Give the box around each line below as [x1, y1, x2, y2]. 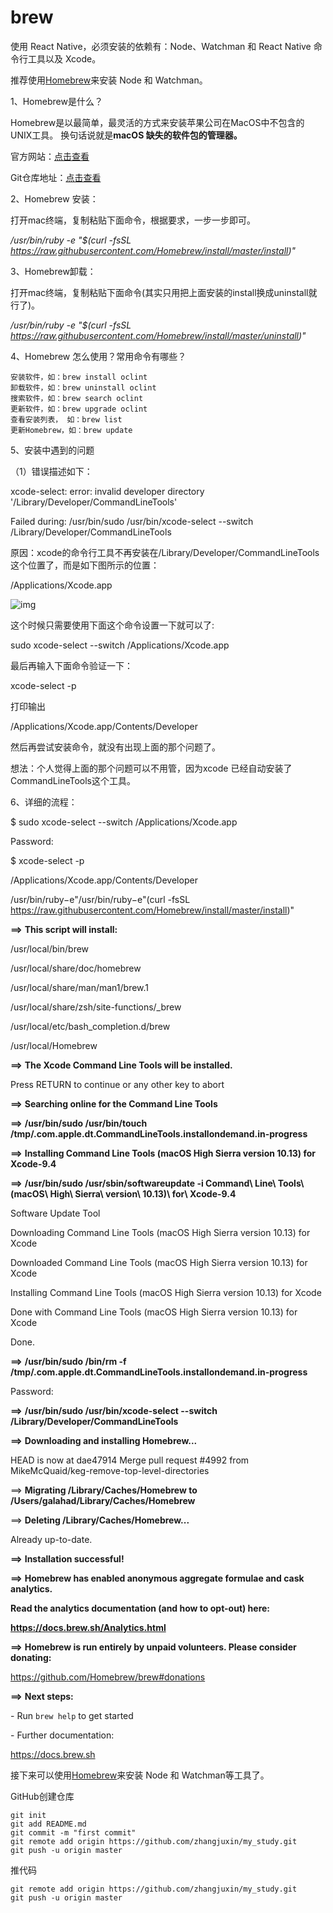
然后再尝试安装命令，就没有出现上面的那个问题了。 [10, 741, 221, 753]
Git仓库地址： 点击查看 [10, 171, 102, 183]
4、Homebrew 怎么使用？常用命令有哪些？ [10, 350, 187, 362]
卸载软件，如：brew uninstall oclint [10, 382, 157, 393]
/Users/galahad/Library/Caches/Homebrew [10, 1494, 196, 1506]
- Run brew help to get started [10, 1709, 134, 1721]
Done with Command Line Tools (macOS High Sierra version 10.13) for [10, 1306, 298, 1318]
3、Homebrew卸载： [10, 265, 97, 277]
